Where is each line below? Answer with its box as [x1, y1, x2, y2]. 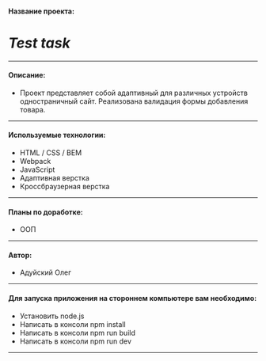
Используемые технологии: [8, 131, 106, 140]
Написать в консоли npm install [19, 319, 126, 329]
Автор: [8, 250, 32, 260]
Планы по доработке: [8, 207, 83, 217]
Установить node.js [19, 311, 85, 321]
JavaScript [19, 165, 55, 174]
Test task [8, 34, 71, 51]
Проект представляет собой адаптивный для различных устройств [19, 88, 248, 97]
